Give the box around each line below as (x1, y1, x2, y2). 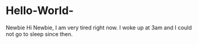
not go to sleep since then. (5, 30, 73, 37)
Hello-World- (5, 4, 74, 18)
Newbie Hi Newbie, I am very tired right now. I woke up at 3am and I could (5, 24, 192, 31)
